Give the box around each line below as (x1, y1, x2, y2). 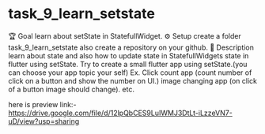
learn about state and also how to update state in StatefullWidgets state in (8, 50, 249, 60)
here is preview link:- (8, 99, 77, 109)
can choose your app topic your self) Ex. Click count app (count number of (8, 68, 252, 77)
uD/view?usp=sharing (8, 116, 80, 126)
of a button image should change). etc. (8, 84, 134, 94)
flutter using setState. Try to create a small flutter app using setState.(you (8, 59, 248, 69)
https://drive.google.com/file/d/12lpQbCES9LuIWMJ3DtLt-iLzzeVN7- (8, 108, 233, 117)
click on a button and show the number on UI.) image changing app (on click (8, 76, 258, 85)
